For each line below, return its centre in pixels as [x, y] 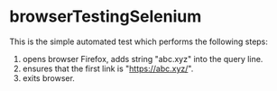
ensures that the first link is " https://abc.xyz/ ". [108, 68]
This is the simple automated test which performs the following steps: [139, 41]
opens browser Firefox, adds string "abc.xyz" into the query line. [143, 59]
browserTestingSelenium [106, 17]
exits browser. [48, 77]
